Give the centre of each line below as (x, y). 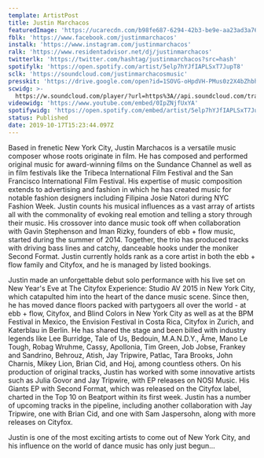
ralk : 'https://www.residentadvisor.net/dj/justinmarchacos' (110, 52)
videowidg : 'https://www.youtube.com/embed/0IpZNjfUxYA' (103, 103)
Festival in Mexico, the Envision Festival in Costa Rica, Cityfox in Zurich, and (131, 321)
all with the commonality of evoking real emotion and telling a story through (130, 214)
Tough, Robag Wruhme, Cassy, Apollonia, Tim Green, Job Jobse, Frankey (127, 346)
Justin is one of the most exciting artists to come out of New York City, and (129, 437)
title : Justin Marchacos (49, 23)
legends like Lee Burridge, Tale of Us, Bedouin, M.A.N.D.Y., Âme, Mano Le (128, 338)
